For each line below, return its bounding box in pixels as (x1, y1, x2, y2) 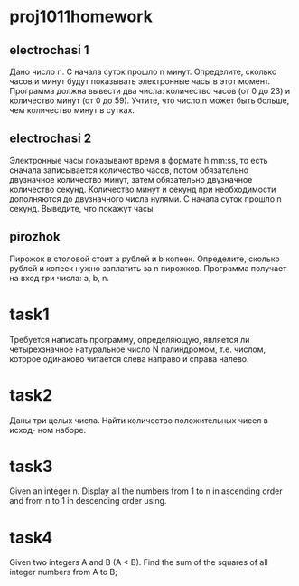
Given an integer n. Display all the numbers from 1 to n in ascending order (9, 486, 283, 496)
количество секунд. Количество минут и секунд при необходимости (9, 184, 276, 194)
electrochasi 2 (9, 131, 92, 146)
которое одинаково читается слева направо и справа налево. (9, 353, 250, 364)
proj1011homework (9, 6, 154, 27)
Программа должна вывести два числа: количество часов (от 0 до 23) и (9, 86, 291, 96)
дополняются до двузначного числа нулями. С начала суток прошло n (9, 193, 282, 204)
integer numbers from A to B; (9, 567, 117, 578)
